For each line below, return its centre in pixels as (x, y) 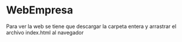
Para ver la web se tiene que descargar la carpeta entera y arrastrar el (91, 26)
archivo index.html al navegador (45, 32)
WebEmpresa (40, 10)
